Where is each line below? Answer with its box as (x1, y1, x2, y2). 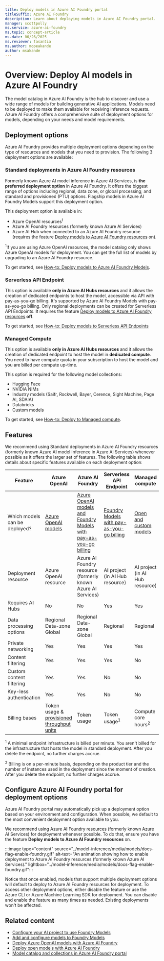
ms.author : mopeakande (5, 44, 51, 49)
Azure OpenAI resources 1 (12, 218, 63, 224)
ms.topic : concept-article (5, 30, 60, 35)
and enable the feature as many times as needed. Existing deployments (5, 897, 149, 903)
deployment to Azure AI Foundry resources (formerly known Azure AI (5, 856, 145, 862)
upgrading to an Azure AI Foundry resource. (5, 254, 94, 260)
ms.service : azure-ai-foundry (5, 25, 67, 30)
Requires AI (7, 599, 34, 606)
